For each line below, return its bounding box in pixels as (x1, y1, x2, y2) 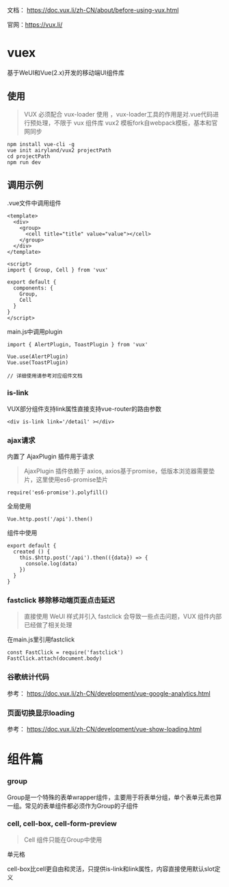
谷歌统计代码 (7, 672, 50, 682)
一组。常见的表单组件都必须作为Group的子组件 (7, 801, 139, 809)
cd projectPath (7, 153, 51, 160)
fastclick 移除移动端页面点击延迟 (7, 595, 116, 605)
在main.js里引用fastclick (7, 635, 75, 643)
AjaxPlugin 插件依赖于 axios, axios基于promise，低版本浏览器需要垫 (23, 467, 215, 475)
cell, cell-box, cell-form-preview (7, 819, 118, 829)
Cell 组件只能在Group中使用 (23, 836, 103, 844)
